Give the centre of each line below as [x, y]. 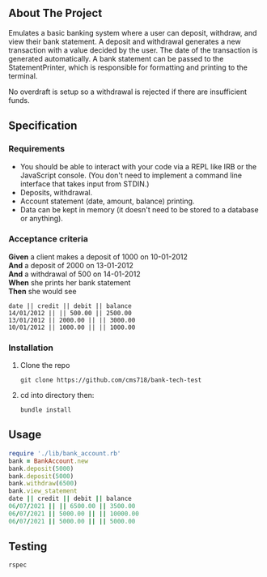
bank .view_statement [43, 491]
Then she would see [42, 291]
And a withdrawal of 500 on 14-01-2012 [75, 274]
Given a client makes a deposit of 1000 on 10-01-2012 [98, 256]
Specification [43, 126]
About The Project [55, 13]
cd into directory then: [57, 395]
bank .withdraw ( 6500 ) [43, 484]
